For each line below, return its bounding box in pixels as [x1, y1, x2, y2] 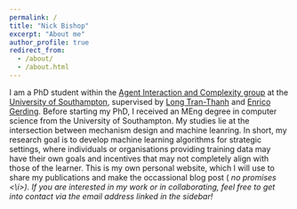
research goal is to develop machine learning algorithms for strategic [9, 134, 262, 145]
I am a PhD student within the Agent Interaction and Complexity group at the [9, 86, 289, 98]
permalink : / [9, 12, 58, 22]
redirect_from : [9, 46, 66, 55]
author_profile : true [9, 37, 90, 47]
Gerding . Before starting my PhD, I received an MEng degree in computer [9, 106, 277, 117]
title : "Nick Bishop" [9, 21, 90, 30]
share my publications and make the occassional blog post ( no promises [9, 172, 277, 182]
